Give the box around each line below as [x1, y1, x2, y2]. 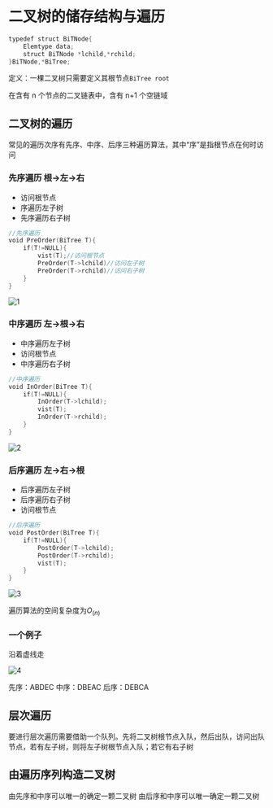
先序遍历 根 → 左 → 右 [8, 173, 85, 184]
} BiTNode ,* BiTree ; [8, 58, 71, 66]
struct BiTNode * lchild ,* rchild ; [23, 50, 136, 58]
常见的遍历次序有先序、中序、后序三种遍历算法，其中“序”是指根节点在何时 [8, 140, 258, 150]
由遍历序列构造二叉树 [8, 768, 115, 782]
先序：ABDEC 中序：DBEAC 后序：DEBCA [8, 683, 149, 692]
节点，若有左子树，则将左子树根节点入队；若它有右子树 [8, 742, 193, 752]
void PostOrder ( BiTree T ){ [8, 529, 100, 537]
